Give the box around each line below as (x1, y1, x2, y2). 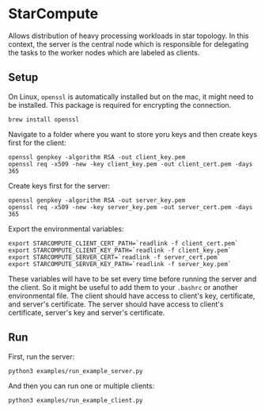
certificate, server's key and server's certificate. (8, 307, 165, 317)
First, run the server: (8, 352, 75, 361)
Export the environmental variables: (8, 223, 124, 234)
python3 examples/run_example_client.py (8, 396, 144, 404)
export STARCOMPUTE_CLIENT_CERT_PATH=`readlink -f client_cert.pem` (8, 239, 239, 247)
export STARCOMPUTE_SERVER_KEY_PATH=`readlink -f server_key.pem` (8, 260, 232, 268)
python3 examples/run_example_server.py (8, 367, 144, 375)
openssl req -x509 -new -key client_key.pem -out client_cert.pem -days (8, 160, 253, 168)
